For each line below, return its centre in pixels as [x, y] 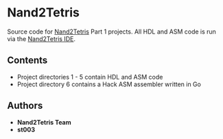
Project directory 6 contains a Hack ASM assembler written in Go [109, 84]
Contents [27, 61]
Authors [25, 106]
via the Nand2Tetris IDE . [41, 38]
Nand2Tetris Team [44, 122]
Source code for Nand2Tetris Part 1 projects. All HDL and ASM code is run [111, 31]
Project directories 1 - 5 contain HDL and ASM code [90, 77]
